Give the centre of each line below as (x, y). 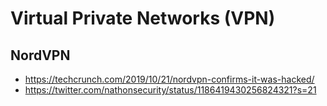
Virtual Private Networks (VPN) (143, 18)
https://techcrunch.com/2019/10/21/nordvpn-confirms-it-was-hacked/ (169, 79)
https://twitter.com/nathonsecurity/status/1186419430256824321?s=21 (170, 90)
